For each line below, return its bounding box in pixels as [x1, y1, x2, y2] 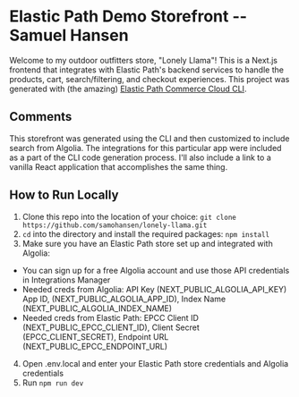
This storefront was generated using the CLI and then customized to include [9, 132, 290, 144]
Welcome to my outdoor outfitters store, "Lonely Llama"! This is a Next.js [9, 55, 278, 65]
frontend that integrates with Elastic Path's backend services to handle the [9, 64, 285, 75]
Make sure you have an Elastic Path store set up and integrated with [21, 238, 273, 249]
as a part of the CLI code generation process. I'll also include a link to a [9, 152, 271, 163]
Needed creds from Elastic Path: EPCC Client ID [21, 312, 199, 323]
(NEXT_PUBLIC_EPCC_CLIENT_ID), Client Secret [21, 322, 200, 333]
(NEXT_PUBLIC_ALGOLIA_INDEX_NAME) [21, 302, 173, 314]
